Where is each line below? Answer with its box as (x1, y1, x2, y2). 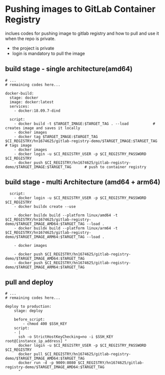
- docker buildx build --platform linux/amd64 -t (14, 213, 118, 218)
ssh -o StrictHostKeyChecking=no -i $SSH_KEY (18, 334, 113, 339)
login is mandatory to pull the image (12, 50, 85, 56)
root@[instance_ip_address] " (5, 339, 67, 344)
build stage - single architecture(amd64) (5, 65, 133, 73)
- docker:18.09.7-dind (14, 108, 61, 113)
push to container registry (89, 164, 147, 169)
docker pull (18, 352, 43, 357)
